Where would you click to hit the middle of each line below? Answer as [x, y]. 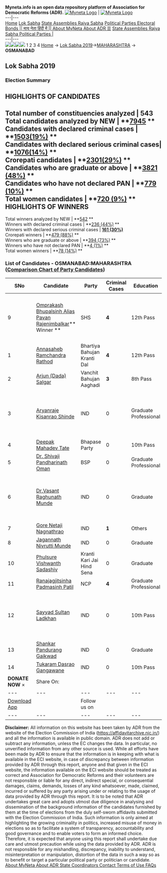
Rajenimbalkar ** [56, 323]
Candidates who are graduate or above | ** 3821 [82, 168]
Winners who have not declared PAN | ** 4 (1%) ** [57, 245]
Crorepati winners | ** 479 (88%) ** [42, 235]
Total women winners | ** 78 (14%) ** [44, 251]
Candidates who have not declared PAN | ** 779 [81, 184]
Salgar [43, 382]
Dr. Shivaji [48, 456]
